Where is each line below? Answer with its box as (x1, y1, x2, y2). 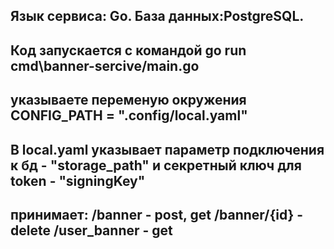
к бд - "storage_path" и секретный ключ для (10, 157, 302, 174)
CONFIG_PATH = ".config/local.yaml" (10, 107, 248, 124)
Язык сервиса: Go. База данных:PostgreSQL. (10, 8, 305, 25)
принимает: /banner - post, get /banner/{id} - (10, 206, 304, 223)
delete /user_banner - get (10, 222, 173, 239)
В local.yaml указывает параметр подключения (10, 141, 325, 158)
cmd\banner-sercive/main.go (10, 57, 200, 74)
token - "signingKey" (10, 172, 146, 189)
